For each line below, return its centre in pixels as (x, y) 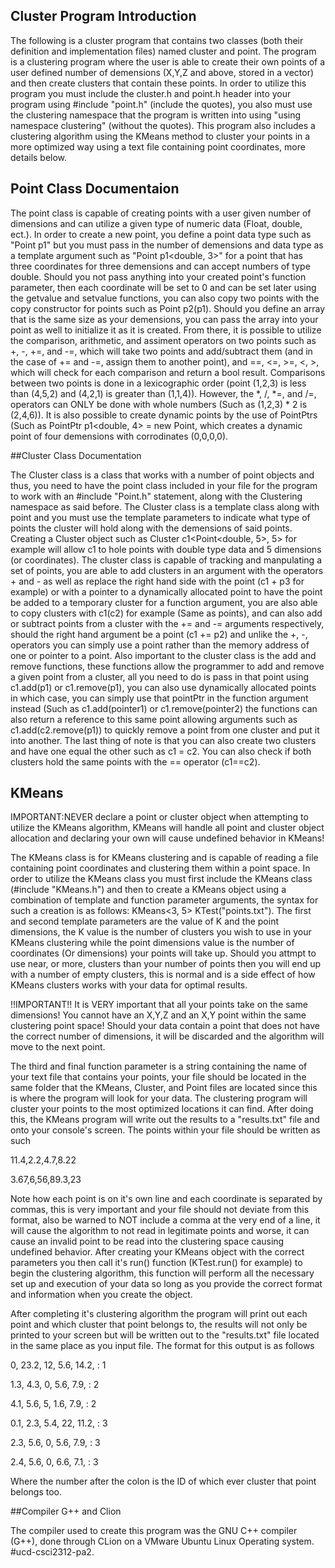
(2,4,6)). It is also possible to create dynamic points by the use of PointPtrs (164, 415)
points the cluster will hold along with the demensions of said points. (151, 528)
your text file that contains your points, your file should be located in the (158, 1077)
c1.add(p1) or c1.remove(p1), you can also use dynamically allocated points (163, 687)
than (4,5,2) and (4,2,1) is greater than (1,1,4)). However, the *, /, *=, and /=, (163, 393)
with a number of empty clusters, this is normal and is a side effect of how (163, 975)
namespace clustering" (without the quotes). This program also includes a (163, 125)
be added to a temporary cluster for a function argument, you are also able (164, 602)
